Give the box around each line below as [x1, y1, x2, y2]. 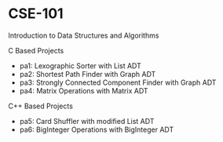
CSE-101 [8, 5, 64, 23]
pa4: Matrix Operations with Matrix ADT [19, 86, 148, 95]
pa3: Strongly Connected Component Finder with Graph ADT [19, 78, 217, 87]
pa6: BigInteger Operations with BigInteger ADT [19, 125, 174, 134]
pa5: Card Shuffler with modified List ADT [19, 116, 155, 126]
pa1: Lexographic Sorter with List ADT [19, 60, 141, 71]
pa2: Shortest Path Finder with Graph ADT [19, 69, 156, 78]
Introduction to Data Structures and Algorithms [8, 31, 159, 40]
